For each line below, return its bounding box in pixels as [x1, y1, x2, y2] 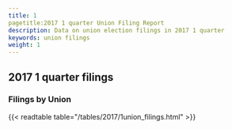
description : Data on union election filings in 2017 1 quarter [8, 26, 225, 34]
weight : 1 [8, 41, 41, 49]
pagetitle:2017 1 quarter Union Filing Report [8, 19, 165, 27]
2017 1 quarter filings [8, 70, 114, 84]
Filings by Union [8, 94, 72, 105]
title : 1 [8, 11, 37, 20]
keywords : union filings [8, 33, 90, 42]
